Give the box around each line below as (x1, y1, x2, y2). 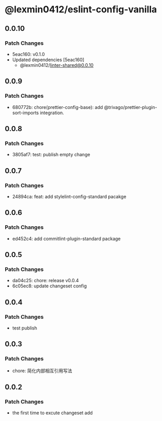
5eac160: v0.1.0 (12, 51, 45, 57)
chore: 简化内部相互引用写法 (12, 368, 72, 374)
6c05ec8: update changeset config (12, 283, 87, 289)
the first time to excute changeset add (12, 410, 93, 416)
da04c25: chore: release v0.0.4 (12, 278, 79, 284)
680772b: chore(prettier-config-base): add (12, 104, 103, 110)
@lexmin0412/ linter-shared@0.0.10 (19, 62, 94, 68)
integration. (39, 109, 65, 116)
